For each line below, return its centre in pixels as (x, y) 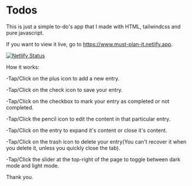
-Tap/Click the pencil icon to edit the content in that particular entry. (88, 119)
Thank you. (20, 177)
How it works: (23, 67)
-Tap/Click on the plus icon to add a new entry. (63, 78)
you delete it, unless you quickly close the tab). (63, 148)
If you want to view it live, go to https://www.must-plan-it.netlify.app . (90, 44)
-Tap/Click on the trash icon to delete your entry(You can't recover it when (96, 141)
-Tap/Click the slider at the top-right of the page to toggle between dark (93, 159)
